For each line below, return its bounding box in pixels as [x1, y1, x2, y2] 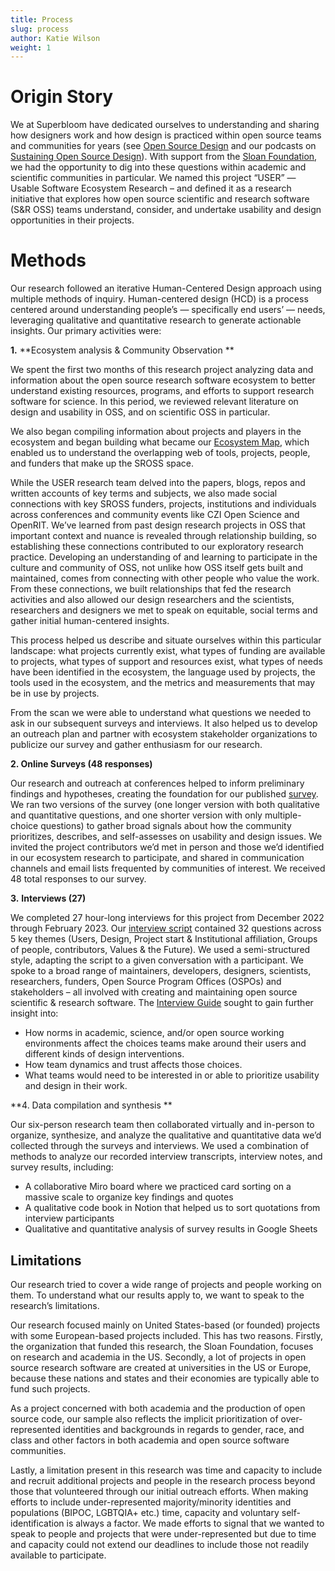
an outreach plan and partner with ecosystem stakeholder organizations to [10, 728, 318, 740]
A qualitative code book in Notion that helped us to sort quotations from [24, 1202, 321, 1214]
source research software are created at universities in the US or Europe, [10, 1361, 312, 1373]
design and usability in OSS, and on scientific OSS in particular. [10, 406, 271, 418]
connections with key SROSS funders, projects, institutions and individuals [10, 498, 317, 510]
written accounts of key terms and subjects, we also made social [10, 487, 278, 500]
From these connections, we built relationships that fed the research [10, 583, 292, 595]
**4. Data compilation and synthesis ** [10, 1099, 173, 1111]
